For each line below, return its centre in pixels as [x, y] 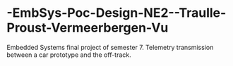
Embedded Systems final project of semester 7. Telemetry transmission [110, 47]
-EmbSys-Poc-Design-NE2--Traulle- [116, 13]
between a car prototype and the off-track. [69, 55]
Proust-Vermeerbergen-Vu [88, 28]
